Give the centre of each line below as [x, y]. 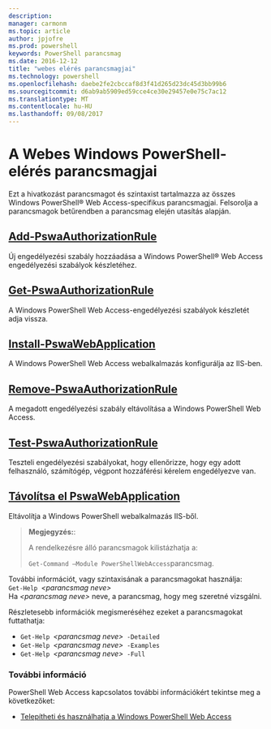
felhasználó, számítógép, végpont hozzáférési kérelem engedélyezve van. [132, 471]
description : [30, 16]
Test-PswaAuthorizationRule [83, 443]
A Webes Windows [74, 154]
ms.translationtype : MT [49, 99]
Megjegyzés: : [52, 532]
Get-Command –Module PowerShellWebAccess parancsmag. [121, 563]
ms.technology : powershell [54, 76]
